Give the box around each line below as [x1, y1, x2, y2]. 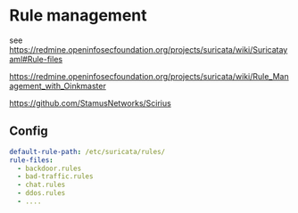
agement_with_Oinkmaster [9, 80, 107, 91]
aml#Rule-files [9, 53, 63, 64]
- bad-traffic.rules [17, 172, 94, 181]
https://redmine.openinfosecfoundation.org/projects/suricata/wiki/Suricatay [9, 44, 288, 54]
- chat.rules [17, 180, 66, 190]
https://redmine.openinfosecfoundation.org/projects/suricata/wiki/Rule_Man [9, 70, 289, 81]
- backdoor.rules [17, 164, 82, 173]
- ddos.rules [17, 189, 66, 198]
